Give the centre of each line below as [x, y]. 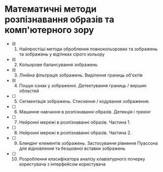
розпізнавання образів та [59, 19]
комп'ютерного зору [49, 30]
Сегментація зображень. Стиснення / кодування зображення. [84, 101]
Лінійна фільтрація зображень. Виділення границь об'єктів [81, 75]
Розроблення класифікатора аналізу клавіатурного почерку [82, 159]
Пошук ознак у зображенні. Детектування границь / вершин [83, 85]
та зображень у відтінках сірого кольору [62, 54]
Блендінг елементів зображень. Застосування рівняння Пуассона [88, 143]
